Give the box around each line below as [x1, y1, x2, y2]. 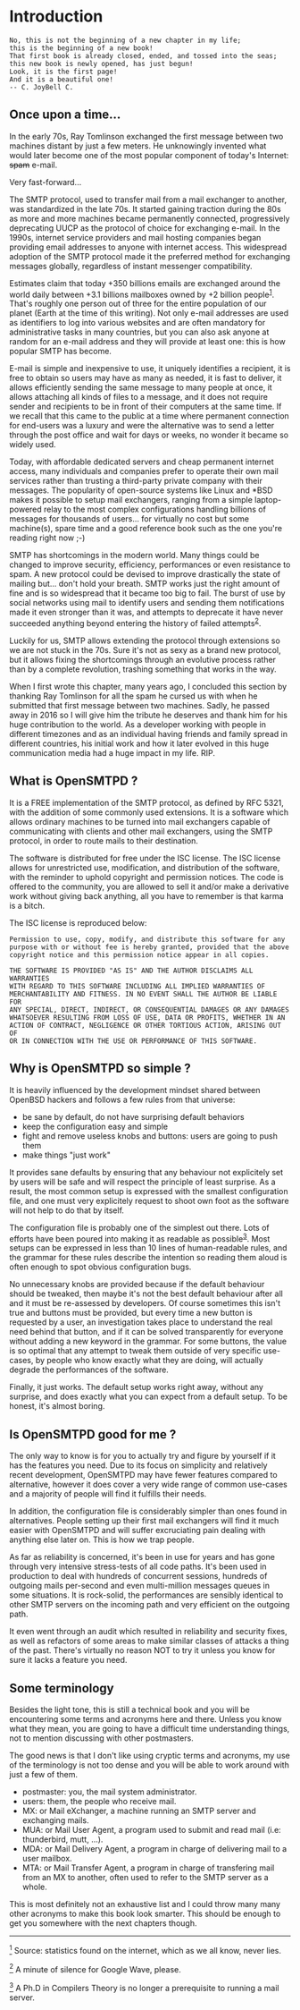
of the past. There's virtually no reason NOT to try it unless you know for [9, 1645, 276, 1656]
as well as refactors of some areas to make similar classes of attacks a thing [9, 1635, 290, 1647]
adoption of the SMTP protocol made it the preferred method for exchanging [9, 250, 291, 261]
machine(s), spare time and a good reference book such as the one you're [9, 523, 283, 534]
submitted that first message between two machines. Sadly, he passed [9, 700, 271, 711]
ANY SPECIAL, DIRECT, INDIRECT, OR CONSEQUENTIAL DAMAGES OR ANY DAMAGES [9, 1005, 290, 1014]
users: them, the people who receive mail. [21, 1795, 177, 1806]
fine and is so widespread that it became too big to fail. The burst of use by [9, 588, 286, 598]
